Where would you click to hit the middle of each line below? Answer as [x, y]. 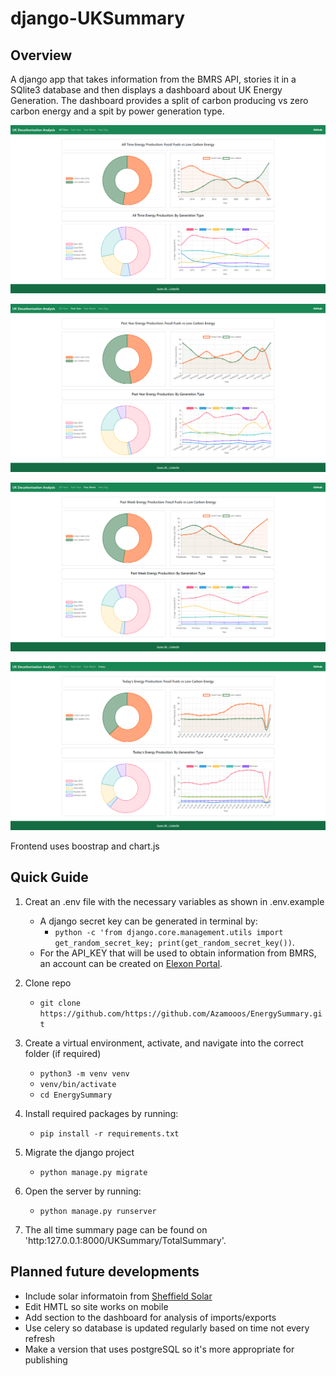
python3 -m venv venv [84, 1073]
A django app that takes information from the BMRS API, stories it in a [153, 79]
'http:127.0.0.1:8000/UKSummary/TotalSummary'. [125, 1240]
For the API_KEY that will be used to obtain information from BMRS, [178, 953]
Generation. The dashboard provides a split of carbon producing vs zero [159, 100]
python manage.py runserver [98, 1211]
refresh [40, 1338]
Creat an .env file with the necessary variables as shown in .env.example [174, 901]
